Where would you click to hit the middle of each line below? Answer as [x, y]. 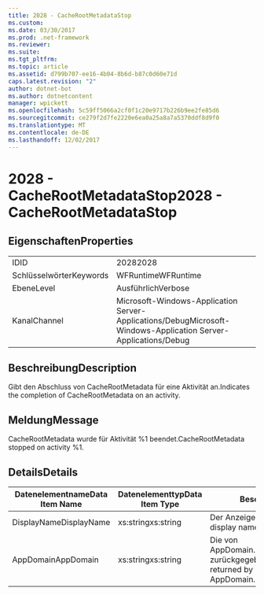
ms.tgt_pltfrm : [33, 60]
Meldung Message [53, 420]
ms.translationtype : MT [47, 125]
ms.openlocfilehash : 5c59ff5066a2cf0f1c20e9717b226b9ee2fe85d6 [114, 111]
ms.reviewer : [29, 45]
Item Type [160, 504]
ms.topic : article [38, 67]
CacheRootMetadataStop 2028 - [115, 196]
